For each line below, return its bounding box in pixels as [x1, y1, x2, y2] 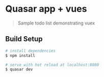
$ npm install [5, 53, 36, 58]
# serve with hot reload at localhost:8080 [5, 62, 99, 67]
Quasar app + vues [5, 3, 87, 15]
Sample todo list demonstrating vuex [17, 20, 95, 26]
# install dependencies [5, 48, 56, 54]
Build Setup [5, 35, 43, 43]
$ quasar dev [5, 67, 33, 72]
